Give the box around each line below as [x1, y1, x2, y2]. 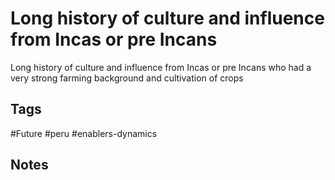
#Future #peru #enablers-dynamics [10, 127, 158, 139]
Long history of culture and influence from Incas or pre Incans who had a [10, 61, 312, 73]
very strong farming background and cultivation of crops [10, 72, 244, 84]
